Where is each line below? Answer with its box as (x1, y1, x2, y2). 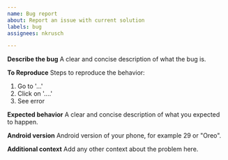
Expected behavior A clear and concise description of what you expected (7, 110, 220, 119)
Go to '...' (17, 82, 43, 91)
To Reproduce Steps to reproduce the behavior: (7, 68, 145, 77)
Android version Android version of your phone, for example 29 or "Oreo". (7, 131, 222, 140)
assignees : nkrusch (7, 29, 64, 37)
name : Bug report (7, 10, 58, 17)
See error (17, 97, 45, 106)
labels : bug (7, 23, 42, 30)
